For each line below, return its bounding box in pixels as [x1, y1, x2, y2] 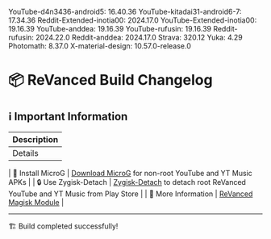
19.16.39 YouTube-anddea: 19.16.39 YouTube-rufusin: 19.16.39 [8, 24, 212, 33]
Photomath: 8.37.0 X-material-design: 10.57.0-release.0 [8, 41, 191, 51]
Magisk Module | [8, 198, 65, 207]
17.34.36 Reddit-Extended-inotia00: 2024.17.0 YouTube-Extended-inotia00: [8, 15, 257, 25]
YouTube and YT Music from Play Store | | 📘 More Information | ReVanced [8, 189, 253, 199]
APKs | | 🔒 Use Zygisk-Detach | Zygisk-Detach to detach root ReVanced [8, 178, 246, 187]
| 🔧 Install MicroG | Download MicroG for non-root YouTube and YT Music [8, 169, 252, 178]
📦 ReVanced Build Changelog [8, 71, 213, 90]
